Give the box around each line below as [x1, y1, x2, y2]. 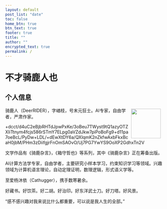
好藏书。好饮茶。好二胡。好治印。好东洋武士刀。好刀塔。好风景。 [5, 188, 141, 194]
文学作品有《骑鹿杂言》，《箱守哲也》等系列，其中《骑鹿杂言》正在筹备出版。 [5, 150, 163, 156]
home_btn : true [5, 21, 37, 26]
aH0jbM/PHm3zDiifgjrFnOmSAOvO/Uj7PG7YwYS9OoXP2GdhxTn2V [5, 139, 145, 145]
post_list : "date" [5, 12, 43, 17]
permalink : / [5, 49, 32, 54]
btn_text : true [5, 26, 37, 31]
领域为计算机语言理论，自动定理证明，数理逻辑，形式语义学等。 [5, 166, 136, 172]
